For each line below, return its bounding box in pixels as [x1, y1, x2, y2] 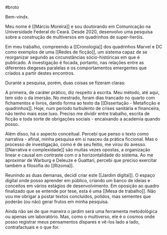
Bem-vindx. [5, 14, 29, 19]
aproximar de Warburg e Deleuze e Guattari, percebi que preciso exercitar [5, 157, 158, 163]
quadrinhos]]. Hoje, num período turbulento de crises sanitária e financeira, [5, 106, 161, 111]
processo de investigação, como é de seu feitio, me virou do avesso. [5, 141, 147, 147]
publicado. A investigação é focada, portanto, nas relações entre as [5, 60, 144, 65]
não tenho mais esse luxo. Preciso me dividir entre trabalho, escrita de [5, 111, 150, 117]
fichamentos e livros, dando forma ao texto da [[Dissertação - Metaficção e [5, 100, 161, 106]
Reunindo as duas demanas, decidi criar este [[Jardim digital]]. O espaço [5, 172, 156, 178]
